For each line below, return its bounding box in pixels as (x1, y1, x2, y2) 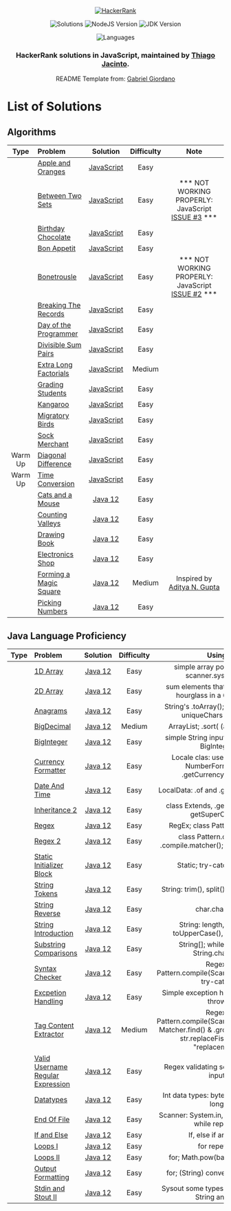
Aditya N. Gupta (168, 583, 220, 592)
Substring (34, 940, 66, 950)
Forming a (37, 570, 70, 579)
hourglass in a (175, 690, 221, 700)
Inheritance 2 (34, 805, 78, 815)
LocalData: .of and (157, 785, 218, 795)
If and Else (34, 1130, 69, 1140)
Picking (37, 598, 62, 608)
